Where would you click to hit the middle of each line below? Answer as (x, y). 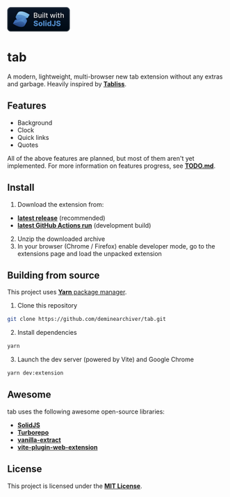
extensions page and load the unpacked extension (89, 253)
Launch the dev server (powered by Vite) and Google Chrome (106, 360)
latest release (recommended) (61, 218)
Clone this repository (47, 306)
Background (35, 123)
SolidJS (28, 425)
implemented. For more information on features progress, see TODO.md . (112, 166)
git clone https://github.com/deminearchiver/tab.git (87, 319)
